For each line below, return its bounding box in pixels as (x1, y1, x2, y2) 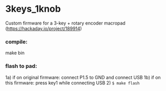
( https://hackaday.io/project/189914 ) (5, 25, 82, 31)
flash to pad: (5, 62, 37, 70)
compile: (5, 38, 28, 45)
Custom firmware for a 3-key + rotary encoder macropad (5, 20, 126, 26)
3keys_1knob (5, 3, 61, 15)
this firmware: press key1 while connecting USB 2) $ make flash (5, 80, 140, 86)
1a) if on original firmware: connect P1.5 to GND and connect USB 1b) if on (5, 74, 161, 80)
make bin (5, 50, 25, 56)
